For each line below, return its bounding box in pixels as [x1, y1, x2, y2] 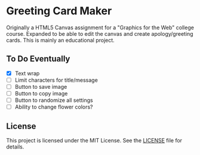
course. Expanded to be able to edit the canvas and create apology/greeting [6, 30, 193, 37]
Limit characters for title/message [14, 76, 99, 83]
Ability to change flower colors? [14, 103, 93, 111]
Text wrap [14, 70, 40, 77]
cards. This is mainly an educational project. [6, 36, 115, 44]
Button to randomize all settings [14, 97, 94, 104]
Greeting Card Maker [6, 4, 112, 18]
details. [6, 143, 24, 150]
